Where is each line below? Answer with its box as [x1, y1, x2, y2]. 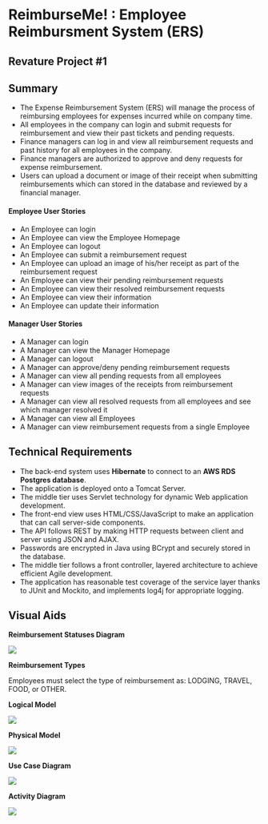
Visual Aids [8, 609, 66, 622]
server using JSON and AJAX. [19, 534, 120, 544]
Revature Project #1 [8, 54, 107, 68]
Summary [8, 82, 58, 95]
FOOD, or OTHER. [8, 685, 66, 694]
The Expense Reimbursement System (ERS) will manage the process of [19, 102, 255, 113]
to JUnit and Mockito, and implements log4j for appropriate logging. [19, 585, 244, 595]
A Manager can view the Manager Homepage [19, 345, 170, 355]
